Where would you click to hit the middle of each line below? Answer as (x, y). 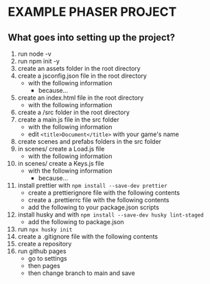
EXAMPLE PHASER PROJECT (92, 12)
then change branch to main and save (82, 273)
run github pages (42, 251)
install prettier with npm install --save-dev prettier (92, 185)
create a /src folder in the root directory (73, 112)
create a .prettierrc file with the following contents (98, 200)
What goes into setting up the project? (92, 37)
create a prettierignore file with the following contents (104, 193)
